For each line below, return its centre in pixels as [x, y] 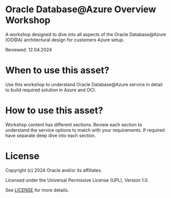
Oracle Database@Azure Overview [81, 9]
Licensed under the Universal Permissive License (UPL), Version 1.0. [77, 180]
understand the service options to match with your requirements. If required [85, 130]
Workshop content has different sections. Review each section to [74, 125]
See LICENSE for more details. [37, 190]
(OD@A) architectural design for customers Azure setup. [65, 40]
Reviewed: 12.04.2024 [29, 49]
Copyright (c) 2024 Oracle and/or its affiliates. [54, 170]
